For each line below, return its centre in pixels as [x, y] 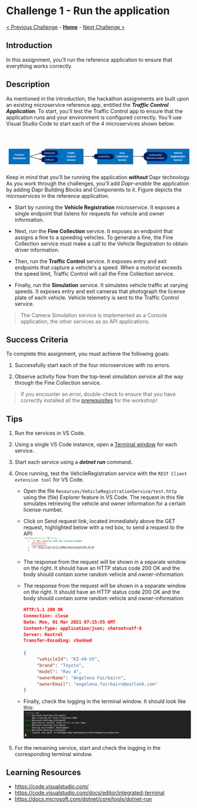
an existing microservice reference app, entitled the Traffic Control [87, 105]
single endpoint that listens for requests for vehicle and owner [89, 213]
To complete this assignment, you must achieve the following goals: [88, 354]
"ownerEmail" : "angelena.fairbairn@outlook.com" [97, 684]
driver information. [37, 250]
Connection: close [46, 616]
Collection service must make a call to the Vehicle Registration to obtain [101, 243]
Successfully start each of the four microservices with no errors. [93, 365]
